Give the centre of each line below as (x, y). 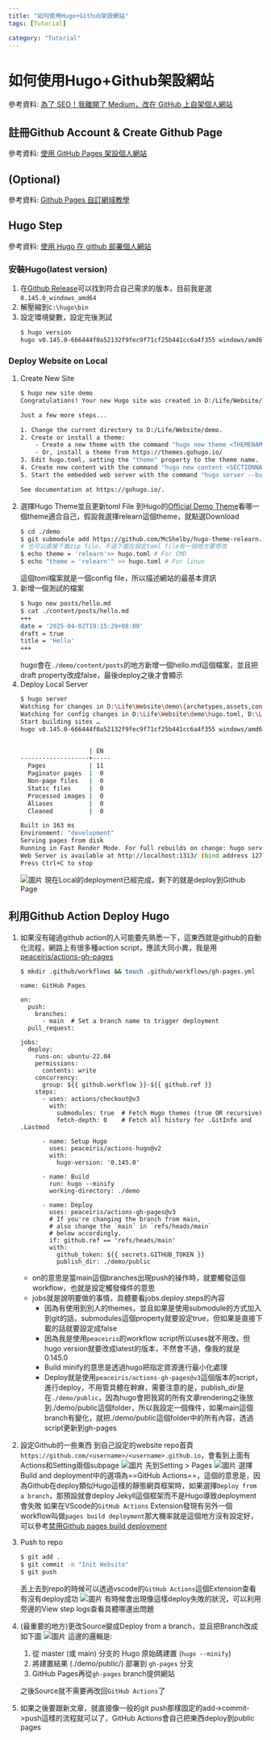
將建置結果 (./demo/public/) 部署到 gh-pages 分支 (113, 1664)
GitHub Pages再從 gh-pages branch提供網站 (103, 1674)
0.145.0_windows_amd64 (58, 298)
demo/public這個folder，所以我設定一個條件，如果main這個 (155, 1408)
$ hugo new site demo (56, 393)
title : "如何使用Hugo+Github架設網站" (69, 16)
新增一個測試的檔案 (52, 588)
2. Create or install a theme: (73, 438)
